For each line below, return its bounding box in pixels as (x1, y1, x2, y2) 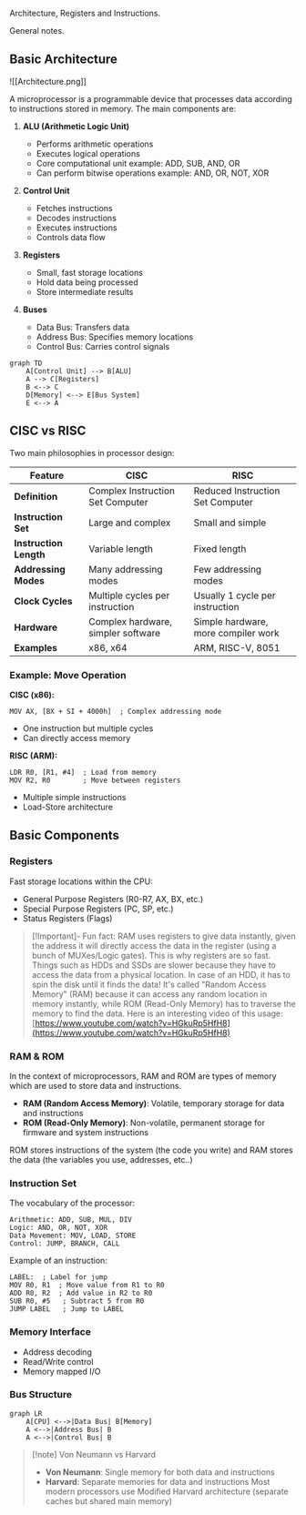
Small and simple (193, 516, 267, 529)
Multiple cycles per (88, 589, 170, 602)
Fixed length (193, 542, 247, 554)
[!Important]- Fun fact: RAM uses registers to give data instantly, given (31, 930, 296, 941)
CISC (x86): (9, 689, 55, 700)
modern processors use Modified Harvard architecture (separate (45, 1486, 289, 1497)
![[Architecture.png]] (9, 76, 87, 86)
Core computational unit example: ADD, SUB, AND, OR (36, 158, 240, 168)
